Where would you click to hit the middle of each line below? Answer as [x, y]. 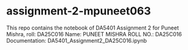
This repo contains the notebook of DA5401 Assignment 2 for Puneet [93, 28]
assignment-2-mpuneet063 [78, 11]
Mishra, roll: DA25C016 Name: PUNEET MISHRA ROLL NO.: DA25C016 [94, 34]
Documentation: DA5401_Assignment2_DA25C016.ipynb [77, 40]
